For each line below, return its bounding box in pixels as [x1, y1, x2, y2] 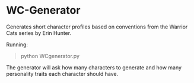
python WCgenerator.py [20, 52, 80, 59]
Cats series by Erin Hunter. [6, 29, 72, 36]
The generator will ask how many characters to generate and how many [6, 63, 182, 71]
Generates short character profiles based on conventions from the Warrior [6, 23, 188, 30]
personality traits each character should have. [6, 70, 119, 77]
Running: [6, 41, 28, 48]
